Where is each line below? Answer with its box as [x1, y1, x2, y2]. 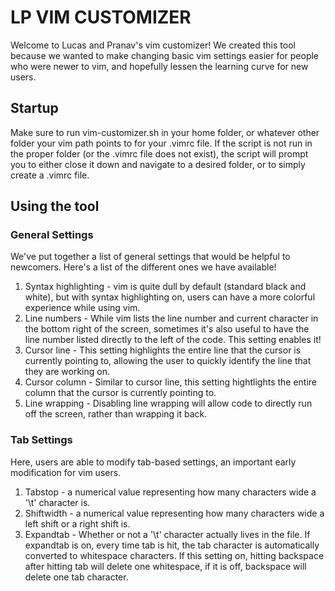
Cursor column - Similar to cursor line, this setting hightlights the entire [24, 376, 318, 388]
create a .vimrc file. [10, 169, 90, 181]
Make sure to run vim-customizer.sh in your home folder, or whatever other [10, 126, 320, 138]
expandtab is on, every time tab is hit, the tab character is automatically [24, 539, 320, 551]
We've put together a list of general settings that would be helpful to [10, 251, 291, 263]
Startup [10, 100, 59, 117]
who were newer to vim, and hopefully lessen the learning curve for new [10, 60, 309, 72]
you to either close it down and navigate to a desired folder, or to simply [10, 158, 306, 170]
